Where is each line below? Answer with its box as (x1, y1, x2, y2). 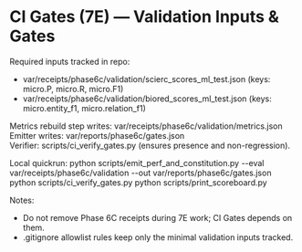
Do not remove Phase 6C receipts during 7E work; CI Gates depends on (22, 212, 293, 223)
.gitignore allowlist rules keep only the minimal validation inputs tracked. (22, 231, 294, 243)
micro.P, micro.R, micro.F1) (22, 83, 124, 94)
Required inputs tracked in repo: (9, 56, 130, 67)
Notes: (9, 194, 35, 205)
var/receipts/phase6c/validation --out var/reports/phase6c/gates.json (9, 167, 272, 178)
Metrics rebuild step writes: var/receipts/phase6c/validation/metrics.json (9, 121, 283, 131)
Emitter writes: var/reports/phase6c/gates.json (9, 130, 185, 141)
